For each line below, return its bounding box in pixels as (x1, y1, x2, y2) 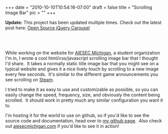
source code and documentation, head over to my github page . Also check (5, 118, 162, 123)
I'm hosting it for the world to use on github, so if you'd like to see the (5, 112, 150, 118)
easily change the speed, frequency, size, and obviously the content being (5, 92, 160, 98)
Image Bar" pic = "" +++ (5, 10, 56, 16)
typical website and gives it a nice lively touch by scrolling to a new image (5, 66, 159, 72)
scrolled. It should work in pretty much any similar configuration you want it (5, 97, 163, 103)
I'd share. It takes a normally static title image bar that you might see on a (5, 61, 159, 66)
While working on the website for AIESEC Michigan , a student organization (5, 50, 160, 56)
